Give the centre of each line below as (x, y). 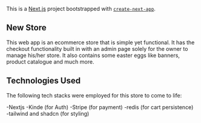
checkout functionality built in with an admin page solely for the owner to (97, 48)
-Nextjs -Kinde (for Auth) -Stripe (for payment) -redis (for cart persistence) (100, 107)
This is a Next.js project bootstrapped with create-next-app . (81, 9)
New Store (26, 28)
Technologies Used (43, 81)
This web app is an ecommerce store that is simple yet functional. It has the (100, 42)
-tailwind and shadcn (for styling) (48, 113)
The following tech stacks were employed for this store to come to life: (94, 95)
